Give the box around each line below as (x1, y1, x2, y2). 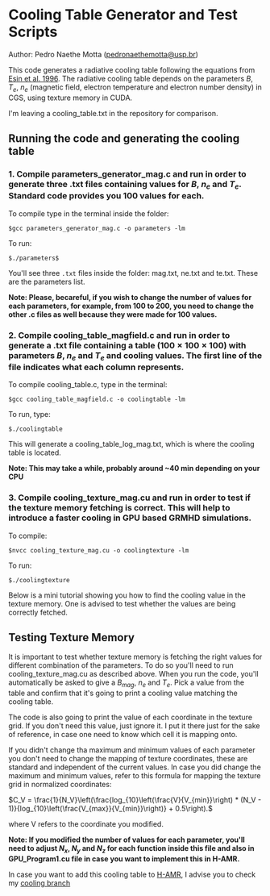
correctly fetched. (8, 607, 69, 617)
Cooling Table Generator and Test (8, 6, 238, 24)
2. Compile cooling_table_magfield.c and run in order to (8, 329, 231, 340)
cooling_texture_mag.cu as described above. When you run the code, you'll (8, 669, 260, 679)
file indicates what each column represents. (8, 361, 185, 373)
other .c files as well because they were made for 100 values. (8, 309, 218, 319)
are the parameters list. (8, 277, 86, 286)
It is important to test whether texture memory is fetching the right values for (8, 652, 263, 662)
